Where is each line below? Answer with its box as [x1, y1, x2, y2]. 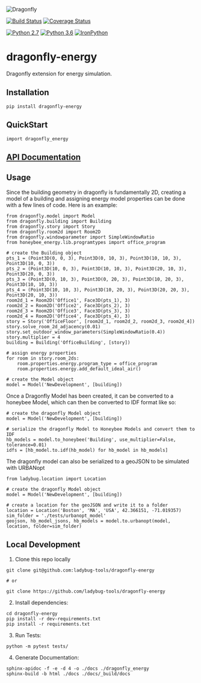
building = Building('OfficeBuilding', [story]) [6, 339, 131, 346]
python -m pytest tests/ [6, 643, 69, 649]
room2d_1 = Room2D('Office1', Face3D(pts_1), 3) [6, 297, 131, 304]
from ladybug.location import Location [6, 476, 107, 482]
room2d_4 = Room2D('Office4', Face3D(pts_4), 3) [6, 313, 131, 319]
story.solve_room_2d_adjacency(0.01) [6, 323, 101, 329]
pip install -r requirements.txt [6, 621, 90, 627]
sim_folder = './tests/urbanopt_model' [6, 513, 107, 519]
